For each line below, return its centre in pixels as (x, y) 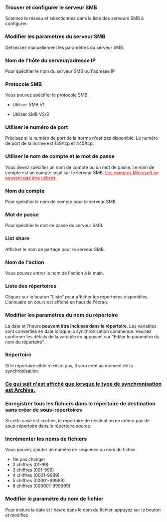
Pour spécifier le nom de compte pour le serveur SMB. (61, 202)
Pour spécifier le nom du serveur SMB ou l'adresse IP (60, 71)
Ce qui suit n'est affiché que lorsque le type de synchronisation (83, 384)
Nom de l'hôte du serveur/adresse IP (50, 60)
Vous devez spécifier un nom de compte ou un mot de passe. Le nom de (80, 167)
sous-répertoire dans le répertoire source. (48, 426)
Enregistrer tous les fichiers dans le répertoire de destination (80, 403)
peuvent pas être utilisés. (31, 178)
